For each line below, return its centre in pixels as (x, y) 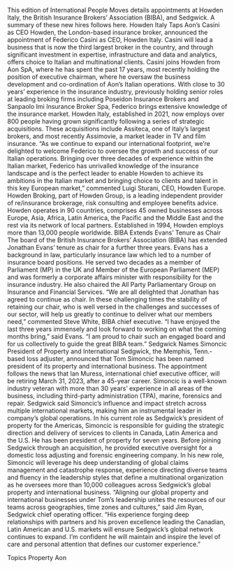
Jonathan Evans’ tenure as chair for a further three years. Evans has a (108, 247)
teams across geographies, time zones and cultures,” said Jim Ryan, (105, 507)
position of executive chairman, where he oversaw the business (99, 77)
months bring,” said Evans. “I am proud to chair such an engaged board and (116, 337)
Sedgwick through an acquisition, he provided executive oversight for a (110, 448)
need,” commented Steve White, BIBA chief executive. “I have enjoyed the (114, 322)
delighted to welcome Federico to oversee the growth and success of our (113, 151)
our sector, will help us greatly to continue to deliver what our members (110, 314)
